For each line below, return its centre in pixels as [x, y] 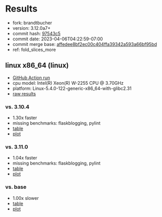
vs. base [16, 187]
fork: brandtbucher [32, 23]
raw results [24, 93]
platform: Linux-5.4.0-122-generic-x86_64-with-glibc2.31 [72, 88]
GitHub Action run [31, 77]
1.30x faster [25, 118]
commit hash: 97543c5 [36, 33]
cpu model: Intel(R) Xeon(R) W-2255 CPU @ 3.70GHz [68, 83]
